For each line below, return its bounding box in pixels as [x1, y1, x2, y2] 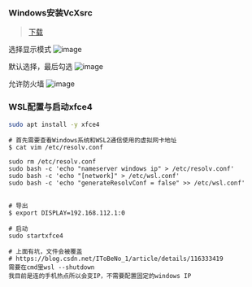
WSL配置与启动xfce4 [8, 102, 93, 113]
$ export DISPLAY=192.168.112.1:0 [8, 209, 126, 217]
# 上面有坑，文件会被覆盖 [8, 248, 83, 256]
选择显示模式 [8, 45, 51, 54]
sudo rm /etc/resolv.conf [8, 158, 96, 166]
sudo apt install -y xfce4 [8, 120, 100, 128]
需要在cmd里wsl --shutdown [8, 263, 95, 272]
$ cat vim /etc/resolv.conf [8, 144, 104, 152]
